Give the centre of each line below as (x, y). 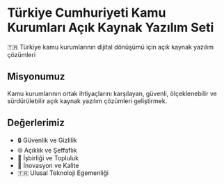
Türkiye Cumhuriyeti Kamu (87, 13)
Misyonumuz (36, 77)
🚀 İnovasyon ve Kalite (48, 165)
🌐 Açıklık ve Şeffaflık (47, 150)
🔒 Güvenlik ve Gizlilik (47, 140)
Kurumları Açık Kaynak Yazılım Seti (111, 28)
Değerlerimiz (36, 123)
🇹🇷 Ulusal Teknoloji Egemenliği (63, 173)
